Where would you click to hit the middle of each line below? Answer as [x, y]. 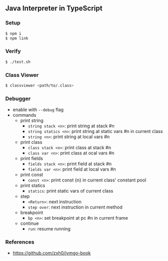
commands [24, 115]
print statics [33, 186]
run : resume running [49, 229]
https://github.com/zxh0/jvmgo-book [52, 253]
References [20, 242]
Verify [13, 51]
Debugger [18, 98]
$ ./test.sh [18, 62]
